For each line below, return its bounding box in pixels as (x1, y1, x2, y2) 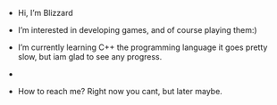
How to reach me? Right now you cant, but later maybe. (17, 86, 223, 96)
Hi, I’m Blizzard (17, 8, 73, 18)
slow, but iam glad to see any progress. (17, 52, 163, 61)
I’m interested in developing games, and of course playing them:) (17, 25, 257, 35)
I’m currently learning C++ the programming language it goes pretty (17, 42, 268, 52)
